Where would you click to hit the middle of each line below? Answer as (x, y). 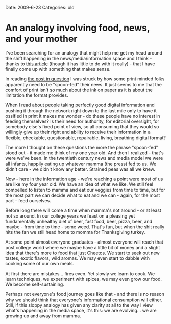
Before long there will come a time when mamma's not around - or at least (83, 210)
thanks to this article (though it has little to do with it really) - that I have (80, 64)
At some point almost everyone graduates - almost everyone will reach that (84, 242)
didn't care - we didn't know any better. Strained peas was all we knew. (80, 169)
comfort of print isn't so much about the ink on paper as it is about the (79, 90)
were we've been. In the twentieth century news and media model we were (84, 158)
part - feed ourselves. (28, 200)
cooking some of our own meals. (40, 263)
